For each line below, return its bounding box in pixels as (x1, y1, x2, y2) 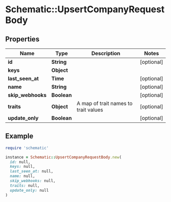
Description (91, 50, 121, 57)
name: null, (10, 173, 36, 179)
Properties (5, 35, 40, 43)
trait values (76, 106, 103, 113)
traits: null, (10, 183, 40, 188)
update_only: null (10, 188, 49, 193)
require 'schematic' (5, 145, 49, 150)
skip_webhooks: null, (10, 179, 56, 184)
